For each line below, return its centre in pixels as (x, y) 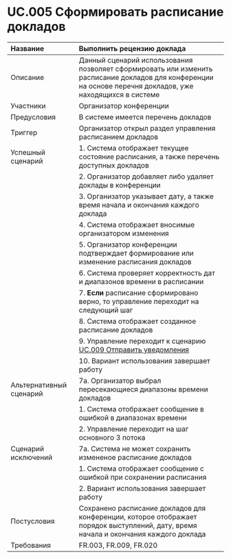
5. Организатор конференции (128, 244)
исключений (32, 457)
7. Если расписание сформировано (139, 292)
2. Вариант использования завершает (142, 488)
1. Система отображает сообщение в (141, 409)
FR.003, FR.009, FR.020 (118, 545)
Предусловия (33, 116)
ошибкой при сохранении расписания (143, 477)
